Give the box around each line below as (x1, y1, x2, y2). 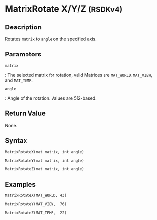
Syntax (5, 137, 27, 145)
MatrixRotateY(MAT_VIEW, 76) (5, 202, 67, 207)
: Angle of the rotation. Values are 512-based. (5, 95, 97, 101)
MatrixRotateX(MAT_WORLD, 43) (5, 193, 67, 198)
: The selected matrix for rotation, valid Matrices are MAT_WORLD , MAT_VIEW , (5, 72, 152, 78)
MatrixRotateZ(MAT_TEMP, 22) (5, 210, 67, 216)
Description (5, 23, 42, 31)
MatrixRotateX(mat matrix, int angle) (5, 150, 84, 155)
